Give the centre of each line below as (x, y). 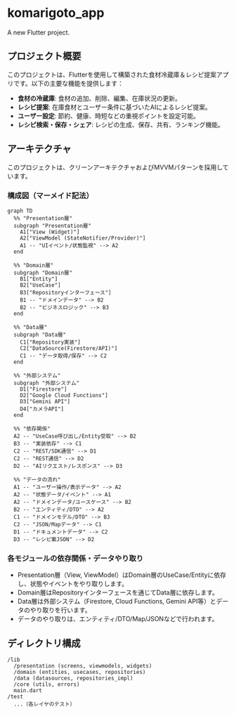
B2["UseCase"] (40, 285)
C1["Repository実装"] (50, 342)
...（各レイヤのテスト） (45, 704)
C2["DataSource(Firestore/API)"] (69, 348)
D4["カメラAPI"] (42, 409)
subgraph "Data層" (40, 335)
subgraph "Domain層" (43, 273)
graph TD (20, 211)
